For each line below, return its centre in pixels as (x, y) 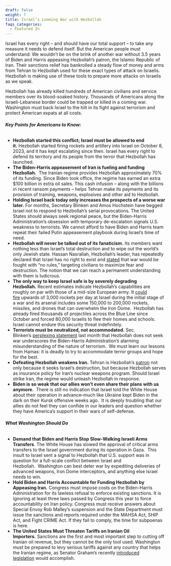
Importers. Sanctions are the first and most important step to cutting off (88, 536)
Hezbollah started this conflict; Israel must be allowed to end (78, 140)
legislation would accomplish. (44, 558)
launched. (23, 162)
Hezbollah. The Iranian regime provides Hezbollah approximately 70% (87, 173)
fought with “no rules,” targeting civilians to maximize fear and (78, 265)
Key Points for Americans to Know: (43, 124)
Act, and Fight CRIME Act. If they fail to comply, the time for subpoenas (88, 520)
